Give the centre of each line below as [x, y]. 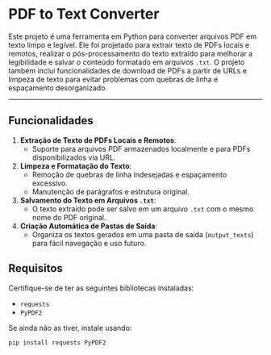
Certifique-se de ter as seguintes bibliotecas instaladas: [101, 288]
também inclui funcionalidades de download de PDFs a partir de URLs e [128, 70]
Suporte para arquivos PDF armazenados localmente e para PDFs [141, 148]
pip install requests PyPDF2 [57, 342]
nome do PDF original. [69, 217]
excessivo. [50, 183]
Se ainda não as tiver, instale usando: [70, 328]
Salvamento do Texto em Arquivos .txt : [88, 200]
